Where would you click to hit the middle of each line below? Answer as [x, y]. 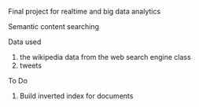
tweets [30, 65]
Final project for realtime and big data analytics [85, 11]
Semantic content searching [54, 26]
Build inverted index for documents [76, 96]
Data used [25, 42]
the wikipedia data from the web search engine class [105, 57]
